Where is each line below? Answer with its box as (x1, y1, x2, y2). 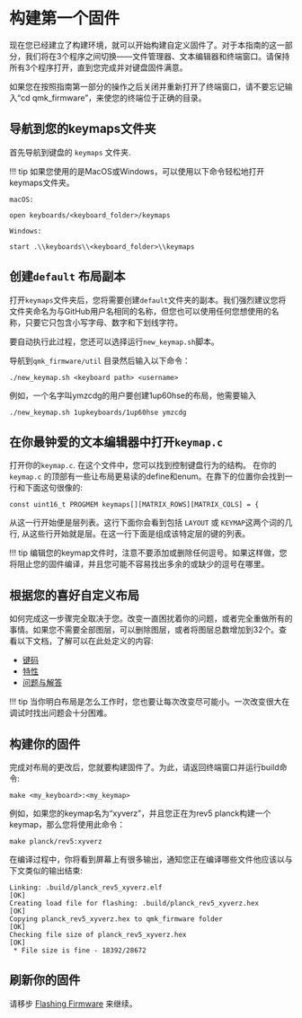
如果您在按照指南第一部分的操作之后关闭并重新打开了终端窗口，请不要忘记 (9, 81, 285, 92)
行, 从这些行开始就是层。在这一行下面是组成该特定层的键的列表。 (9, 528, 250, 539)
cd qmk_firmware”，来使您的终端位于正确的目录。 (21, 92, 207, 103)
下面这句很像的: (24, 482, 84, 493)
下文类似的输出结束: (9, 865, 84, 876)
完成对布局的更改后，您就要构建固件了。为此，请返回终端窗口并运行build (9, 762, 280, 773)
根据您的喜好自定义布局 (9, 588, 139, 603)
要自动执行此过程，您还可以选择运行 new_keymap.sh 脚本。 (9, 336, 220, 347)
